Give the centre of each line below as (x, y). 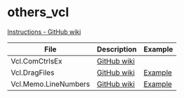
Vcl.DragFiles (33, 73)
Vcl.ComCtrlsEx (37, 61)
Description (117, 49)
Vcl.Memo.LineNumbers (51, 84)
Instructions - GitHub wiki (44, 32)
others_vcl (38, 12)
